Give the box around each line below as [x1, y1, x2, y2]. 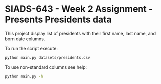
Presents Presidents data [5, 14, 112, 25]
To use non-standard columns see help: [5, 64, 87, 70]
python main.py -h [5, 74, 43, 79]
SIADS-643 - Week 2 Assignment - [5, 3, 153, 15]
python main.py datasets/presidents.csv [5, 55, 91, 60]
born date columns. [5, 36, 45, 42]
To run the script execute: [5, 45, 58, 51]
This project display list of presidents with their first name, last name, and [5, 30, 156, 36]
